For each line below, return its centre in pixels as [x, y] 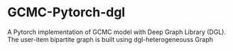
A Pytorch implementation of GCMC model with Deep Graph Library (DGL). [116, 32]
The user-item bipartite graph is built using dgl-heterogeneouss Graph [110, 39]
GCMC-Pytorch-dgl [66, 12]
